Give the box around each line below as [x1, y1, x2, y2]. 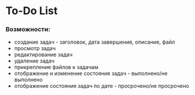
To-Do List [5, 4, 58, 18]
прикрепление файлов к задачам [14, 64, 98, 71]
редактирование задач [14, 51, 73, 58]
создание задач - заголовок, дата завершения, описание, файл [14, 38, 175, 45]
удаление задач [14, 57, 55, 64]
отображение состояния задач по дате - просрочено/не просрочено [14, 83, 189, 90]
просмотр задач [14, 45, 56, 52]
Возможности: [5, 25, 51, 34]
